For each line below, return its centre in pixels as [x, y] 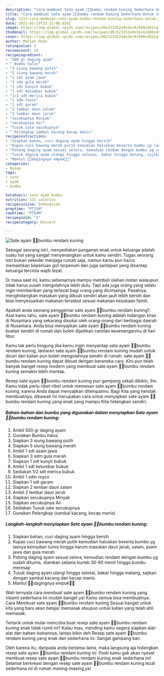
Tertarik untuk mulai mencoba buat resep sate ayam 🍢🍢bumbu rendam [76, 622]
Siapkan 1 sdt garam [33, 482]
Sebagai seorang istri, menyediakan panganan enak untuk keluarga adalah [80, 250]
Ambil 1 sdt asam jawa [35, 451]
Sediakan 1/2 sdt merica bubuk [44, 471]
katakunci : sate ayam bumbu [34, 195]
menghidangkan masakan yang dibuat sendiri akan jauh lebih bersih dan [78, 295]
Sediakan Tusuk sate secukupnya [46, 508]
